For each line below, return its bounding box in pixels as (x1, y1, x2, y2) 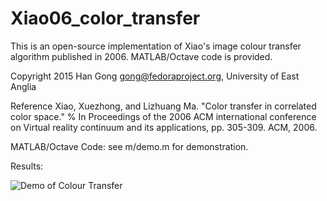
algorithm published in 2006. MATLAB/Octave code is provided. (10, 50, 273, 62)
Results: (10, 160, 44, 172)
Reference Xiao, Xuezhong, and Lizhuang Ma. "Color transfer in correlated (10, 100, 317, 112)
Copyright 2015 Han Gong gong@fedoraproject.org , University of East (10, 70, 300, 82)
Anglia (10, 80, 37, 92)
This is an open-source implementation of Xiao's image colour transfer (10, 40, 302, 52)
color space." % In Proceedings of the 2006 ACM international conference (10, 110, 317, 122)
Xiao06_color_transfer (10, 7, 201, 30)
